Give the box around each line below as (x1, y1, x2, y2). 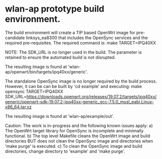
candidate (5, 35, 25, 41)
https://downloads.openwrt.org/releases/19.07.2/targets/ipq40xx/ (26, 93, 157, 100)
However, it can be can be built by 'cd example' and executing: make (5, 83, 142, 89)
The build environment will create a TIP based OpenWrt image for (5, 29, 135, 35)
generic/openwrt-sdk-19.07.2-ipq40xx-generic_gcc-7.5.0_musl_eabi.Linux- (5, 99, 154, 104)
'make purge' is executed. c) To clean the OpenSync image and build (5, 143, 143, 149)
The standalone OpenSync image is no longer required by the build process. (5, 78, 157, 84)
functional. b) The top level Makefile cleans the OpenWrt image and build (5, 133, 150, 139)
